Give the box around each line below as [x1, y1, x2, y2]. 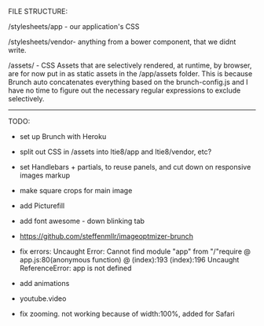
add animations [19, 279, 70, 288]
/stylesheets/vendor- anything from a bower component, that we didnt [8, 37, 236, 46]
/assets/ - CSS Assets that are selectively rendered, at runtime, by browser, [8, 60, 252, 70]
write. [8, 46, 27, 54]
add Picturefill [19, 201, 65, 211]
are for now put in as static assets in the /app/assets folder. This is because [8, 69, 253, 78]
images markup [19, 170, 71, 180]
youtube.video [19, 294, 67, 303]
